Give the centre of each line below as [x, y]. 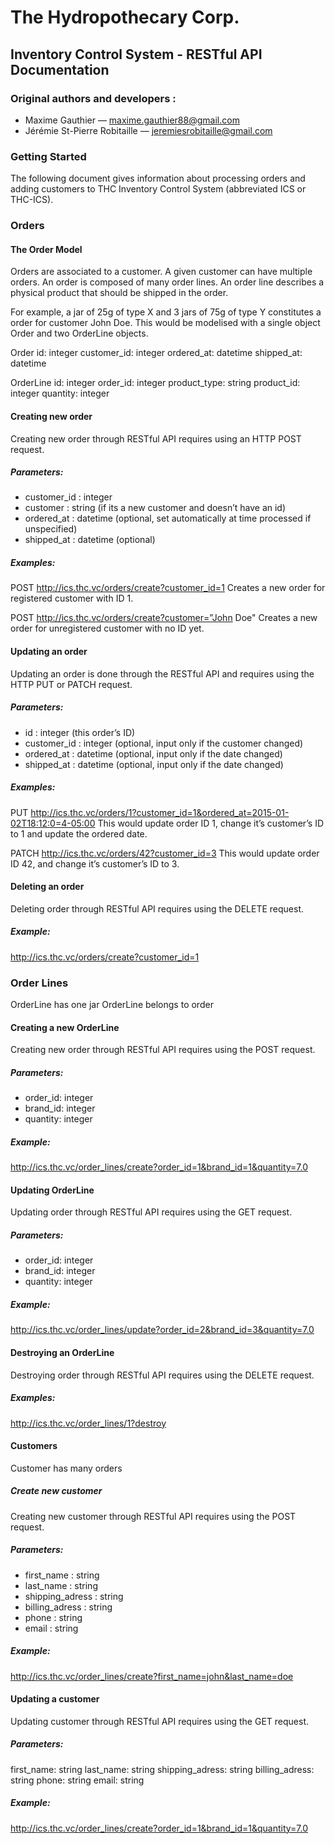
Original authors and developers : [93, 98]
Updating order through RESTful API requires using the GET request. [151, 1212]
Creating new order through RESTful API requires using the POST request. [163, 1050]
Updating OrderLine [52, 1190]
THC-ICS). [32, 200]
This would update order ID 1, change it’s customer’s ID [211, 823]
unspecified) [51, 529]
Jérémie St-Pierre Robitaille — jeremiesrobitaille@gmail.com [148, 130]
